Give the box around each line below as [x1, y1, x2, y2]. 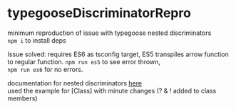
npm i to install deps [7, 36, 66, 44]
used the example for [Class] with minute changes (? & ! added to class [7, 86, 217, 95]
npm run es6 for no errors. [7, 65, 83, 73]
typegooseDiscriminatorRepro [7, 5, 191, 21]
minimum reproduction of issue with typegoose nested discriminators [7, 28, 212, 37]
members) [7, 94, 38, 103]
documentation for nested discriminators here [7, 78, 143, 87]
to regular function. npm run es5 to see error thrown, [7, 57, 160, 66]
